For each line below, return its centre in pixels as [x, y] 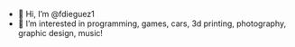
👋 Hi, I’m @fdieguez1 [56, 14]
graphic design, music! [60, 33]
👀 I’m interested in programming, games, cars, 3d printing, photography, [152, 23]
